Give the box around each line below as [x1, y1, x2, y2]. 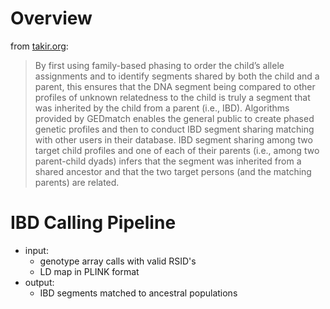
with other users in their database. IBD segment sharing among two [34, 133, 313, 146]
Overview [10, 7, 93, 30]
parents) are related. [34, 176, 120, 188]
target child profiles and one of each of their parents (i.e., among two [34, 144, 320, 156]
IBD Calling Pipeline [10, 212, 177, 234]
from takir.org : [10, 40, 69, 52]
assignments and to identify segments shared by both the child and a [34, 70, 320, 82]
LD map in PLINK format [39, 265, 140, 277]
